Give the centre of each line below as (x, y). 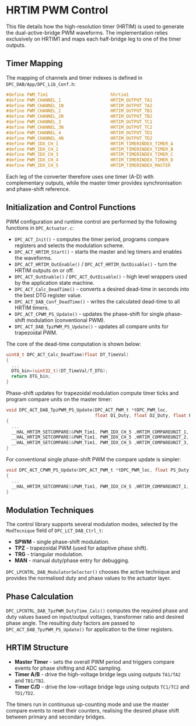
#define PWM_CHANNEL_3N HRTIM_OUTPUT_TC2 (79, 127)
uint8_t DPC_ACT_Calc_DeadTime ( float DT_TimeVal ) (68, 355)
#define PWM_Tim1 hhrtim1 (68, 94)
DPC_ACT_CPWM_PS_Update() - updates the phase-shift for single (89, 313)
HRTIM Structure (37, 648)
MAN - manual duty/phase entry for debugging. (72, 561)
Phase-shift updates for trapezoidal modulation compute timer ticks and (92, 393)
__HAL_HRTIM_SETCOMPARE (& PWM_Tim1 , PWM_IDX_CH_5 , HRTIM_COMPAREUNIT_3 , (100, 443)
